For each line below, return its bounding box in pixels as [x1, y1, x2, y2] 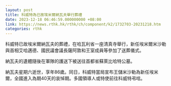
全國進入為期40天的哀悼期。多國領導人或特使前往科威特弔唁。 [14, 75, 145, 81]
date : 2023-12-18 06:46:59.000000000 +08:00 [5, 17, 102, 22]
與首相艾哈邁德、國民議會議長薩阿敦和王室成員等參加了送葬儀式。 [5, 47, 144, 53]
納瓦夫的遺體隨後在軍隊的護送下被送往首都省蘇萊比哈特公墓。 [5, 58, 135, 64]
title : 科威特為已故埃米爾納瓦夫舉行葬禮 [5, 12, 83, 17]
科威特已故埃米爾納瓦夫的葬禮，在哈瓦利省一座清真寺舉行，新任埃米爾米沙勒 [5, 41, 166, 47]
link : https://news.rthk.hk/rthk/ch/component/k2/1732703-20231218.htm [5, 21, 161, 27]
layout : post [5, 7, 33, 13]
